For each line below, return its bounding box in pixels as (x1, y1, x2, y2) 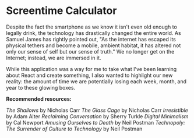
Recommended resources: (6, 95, 72, 102)
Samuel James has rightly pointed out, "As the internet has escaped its (6, 36, 176, 43)
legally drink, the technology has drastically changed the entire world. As (6, 29, 182, 36)
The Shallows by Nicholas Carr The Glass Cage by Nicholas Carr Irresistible (6, 107, 188, 114)
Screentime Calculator (6, 4, 117, 17)
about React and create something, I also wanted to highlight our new (6, 72, 173, 79)
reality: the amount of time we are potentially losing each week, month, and (6, 77, 187, 85)
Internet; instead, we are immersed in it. (6, 54, 101, 61)
